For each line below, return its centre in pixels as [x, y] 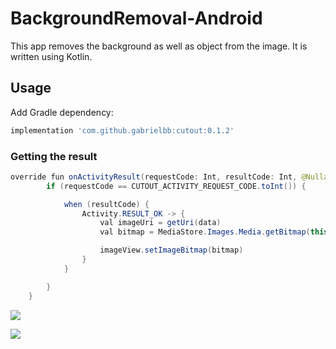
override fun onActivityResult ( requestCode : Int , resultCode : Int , [154, 177]
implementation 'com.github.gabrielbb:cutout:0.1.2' [122, 130]
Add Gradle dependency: [62, 112]
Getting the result [54, 156]
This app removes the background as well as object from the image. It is [159, 46]
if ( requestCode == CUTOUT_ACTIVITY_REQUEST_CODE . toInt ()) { [176, 186]
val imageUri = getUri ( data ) [160, 223]
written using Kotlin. [51, 56]
